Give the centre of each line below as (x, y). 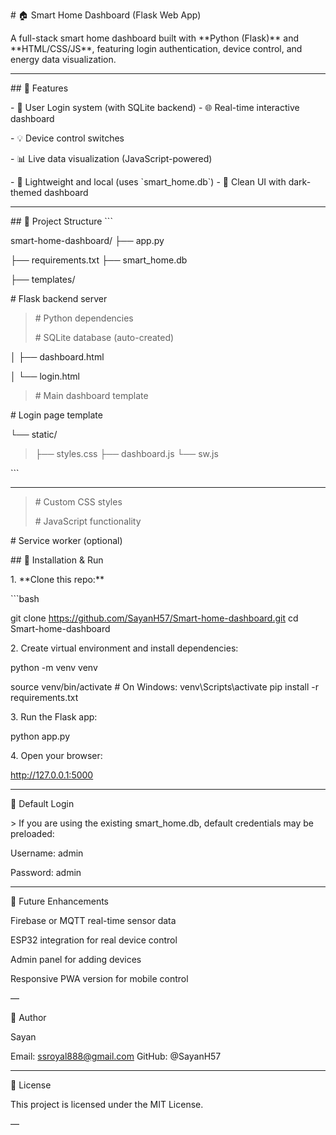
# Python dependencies (84, 318)
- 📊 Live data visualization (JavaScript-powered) (111, 158)
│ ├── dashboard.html (57, 357)
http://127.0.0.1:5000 (52, 775)
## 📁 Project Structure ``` (61, 221)
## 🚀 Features (39, 88)
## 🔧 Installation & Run (57, 560)
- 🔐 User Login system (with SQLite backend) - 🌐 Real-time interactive (155, 107)
